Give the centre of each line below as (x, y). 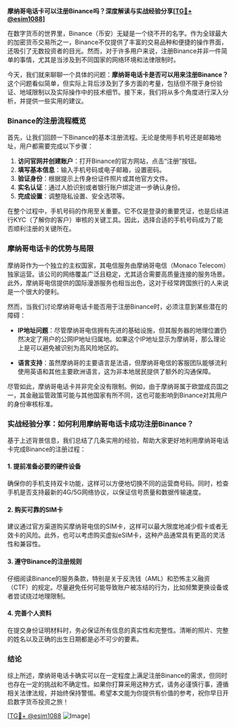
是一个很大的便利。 (35, 291)
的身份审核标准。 (32, 403)
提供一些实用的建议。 (57, 101)
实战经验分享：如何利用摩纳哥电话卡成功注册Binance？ (101, 424)
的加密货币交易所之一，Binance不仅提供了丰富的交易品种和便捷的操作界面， (118, 42)
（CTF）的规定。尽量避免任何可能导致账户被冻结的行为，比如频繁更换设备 (115, 587)
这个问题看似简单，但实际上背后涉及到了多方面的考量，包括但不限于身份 (112, 83)
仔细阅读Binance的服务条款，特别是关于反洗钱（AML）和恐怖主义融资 (109, 578)
